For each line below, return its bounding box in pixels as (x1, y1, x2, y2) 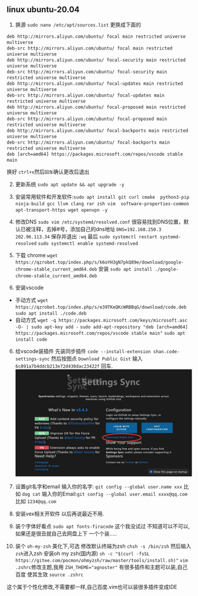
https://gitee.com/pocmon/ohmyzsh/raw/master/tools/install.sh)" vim (15, 557, 189, 564)
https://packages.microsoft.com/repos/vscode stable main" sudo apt (15, 330, 186, 336)
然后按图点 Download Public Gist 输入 (51, 355, 143, 362)
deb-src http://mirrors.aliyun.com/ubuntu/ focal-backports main (6, 139, 170, 145)
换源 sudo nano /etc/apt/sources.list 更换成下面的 (15, 21, 142, 28)
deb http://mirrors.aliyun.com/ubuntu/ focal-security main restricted (6, 57, 186, 63)
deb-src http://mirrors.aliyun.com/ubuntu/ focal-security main (6, 69, 167, 75)
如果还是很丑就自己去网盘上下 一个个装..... (15, 530, 117, 537)
